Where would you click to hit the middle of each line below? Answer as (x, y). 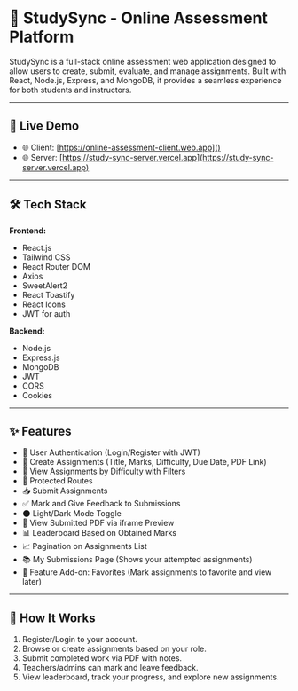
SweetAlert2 (45, 285)
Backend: (27, 331)
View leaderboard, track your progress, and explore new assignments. (150, 677)
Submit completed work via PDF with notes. (102, 658)
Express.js (41, 357)
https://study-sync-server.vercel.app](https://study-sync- (168, 157)
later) (32, 582)
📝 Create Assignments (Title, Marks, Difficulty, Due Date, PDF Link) (145, 462)
